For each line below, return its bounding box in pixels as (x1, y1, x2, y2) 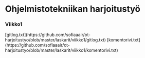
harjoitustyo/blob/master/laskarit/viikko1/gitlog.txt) (5, 37, 106, 43)
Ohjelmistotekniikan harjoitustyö (5, 3, 141, 15)
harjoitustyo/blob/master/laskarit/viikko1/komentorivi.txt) (5, 47, 118, 53)
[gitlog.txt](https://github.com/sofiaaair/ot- (5, 32, 91, 38)
